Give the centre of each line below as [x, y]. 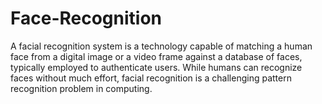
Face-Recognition [86, 18]
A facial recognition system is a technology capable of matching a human [161, 46]
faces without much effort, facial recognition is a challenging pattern [151, 78]
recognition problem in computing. [81, 88]
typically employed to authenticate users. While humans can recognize [156, 67]
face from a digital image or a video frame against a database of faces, [156, 56]
